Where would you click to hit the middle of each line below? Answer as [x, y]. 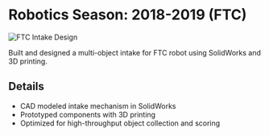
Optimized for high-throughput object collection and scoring [120, 123]
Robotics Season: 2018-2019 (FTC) [128, 15]
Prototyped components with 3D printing [87, 114]
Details [26, 87]
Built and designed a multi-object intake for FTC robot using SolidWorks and [135, 52]
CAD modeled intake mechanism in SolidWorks [98, 105]
